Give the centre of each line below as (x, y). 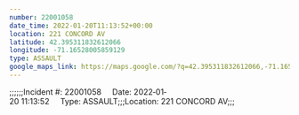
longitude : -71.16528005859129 (67, 50)
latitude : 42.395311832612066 (65, 42)
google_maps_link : (43, 67)
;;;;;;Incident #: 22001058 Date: (70, 92)
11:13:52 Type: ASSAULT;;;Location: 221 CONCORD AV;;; (128, 101)
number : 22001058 (41, 17)
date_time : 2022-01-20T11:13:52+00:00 (81, 26)
